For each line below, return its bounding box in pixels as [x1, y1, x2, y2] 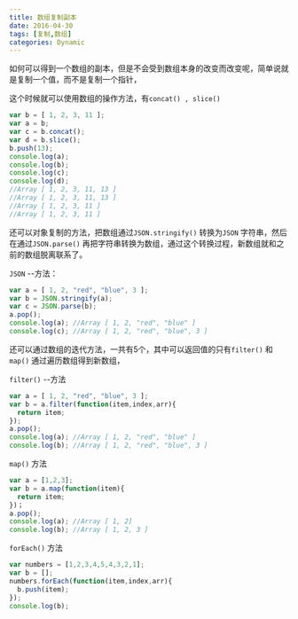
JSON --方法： [9, 268, 59, 278]
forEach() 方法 [9, 543, 64, 553]
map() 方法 [9, 458, 47, 468]
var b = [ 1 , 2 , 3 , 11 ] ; [9, 111, 105, 120]
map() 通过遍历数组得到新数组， [9, 355, 125, 365]
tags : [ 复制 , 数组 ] [9, 29, 73, 38]
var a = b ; [9, 119, 50, 129]
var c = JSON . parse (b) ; [9, 302, 98, 311]
